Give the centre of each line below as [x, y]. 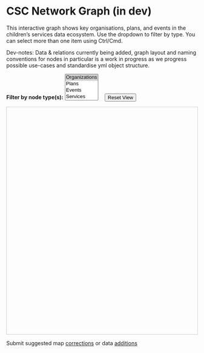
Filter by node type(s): [35, 97]
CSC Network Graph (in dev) [79, 11]
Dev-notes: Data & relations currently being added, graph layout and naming [101, 52]
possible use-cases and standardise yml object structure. [78, 65]
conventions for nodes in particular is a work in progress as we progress [97, 59]
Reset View [121, 97]
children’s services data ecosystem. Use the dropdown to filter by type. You [101, 34]
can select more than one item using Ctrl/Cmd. [64, 41]
